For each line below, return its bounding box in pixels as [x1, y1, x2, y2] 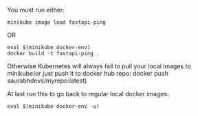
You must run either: [7, 6, 65, 14]
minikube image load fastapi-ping [7, 19, 107, 26]
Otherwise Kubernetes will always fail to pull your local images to [7, 62, 191, 70]
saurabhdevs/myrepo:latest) [7, 76, 87, 85]
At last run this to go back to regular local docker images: [7, 90, 170, 98]
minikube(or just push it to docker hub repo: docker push [7, 70, 168, 77]
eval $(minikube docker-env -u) [7, 103, 100, 110]
